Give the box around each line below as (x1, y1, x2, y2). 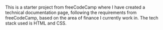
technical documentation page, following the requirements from (5, 9, 137, 15)
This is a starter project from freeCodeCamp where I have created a (5, 4, 145, 10)
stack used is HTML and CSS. (5, 20, 67, 26)
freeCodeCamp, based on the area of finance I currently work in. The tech (5, 15, 158, 20)
